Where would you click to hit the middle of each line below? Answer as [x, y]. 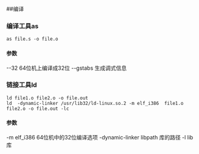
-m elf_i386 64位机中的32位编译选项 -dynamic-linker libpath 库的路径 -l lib [100, 137]
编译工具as [23, 26]
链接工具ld [22, 85]
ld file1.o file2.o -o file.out [47, 98]
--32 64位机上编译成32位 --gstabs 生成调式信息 [66, 68]
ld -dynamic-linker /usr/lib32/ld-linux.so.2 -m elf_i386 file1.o [95, 103]
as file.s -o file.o [33, 39]
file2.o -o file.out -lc [38, 109]
